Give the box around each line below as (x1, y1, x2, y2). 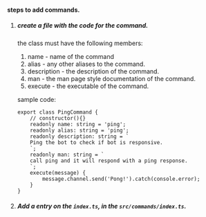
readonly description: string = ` (30, 132, 129, 140)
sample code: (17, 95, 57, 103)
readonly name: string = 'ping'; (30, 121, 127, 128)
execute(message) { (30, 169, 86, 176)
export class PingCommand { (17, 108, 98, 116)
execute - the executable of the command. (27, 82, 149, 90)
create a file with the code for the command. (17, 21, 149, 30)
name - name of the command (27, 52, 115, 60)
